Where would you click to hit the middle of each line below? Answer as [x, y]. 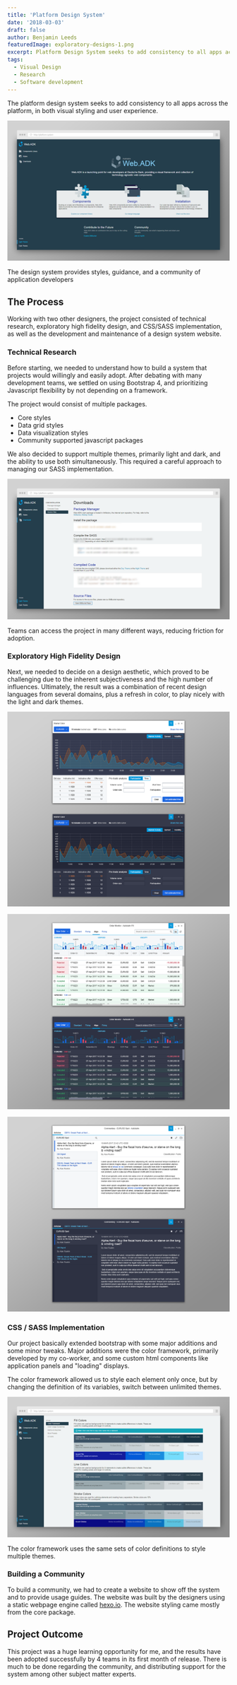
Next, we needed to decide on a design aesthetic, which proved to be [108, 671]
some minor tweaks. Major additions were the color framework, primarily [113, 1351]
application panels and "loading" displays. [68, 1366]
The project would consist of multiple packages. [77, 404]
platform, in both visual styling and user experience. [83, 110]
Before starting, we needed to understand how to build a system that [107, 368]
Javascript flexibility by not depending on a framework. [87, 390]
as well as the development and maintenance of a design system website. [115, 334]
